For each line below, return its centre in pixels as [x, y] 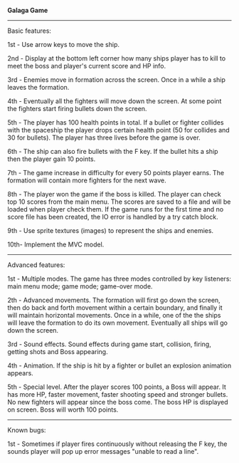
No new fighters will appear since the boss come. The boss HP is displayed [118, 402]
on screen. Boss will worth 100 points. [63, 410]
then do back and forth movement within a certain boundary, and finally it [115, 308]
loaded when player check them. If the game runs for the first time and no [116, 209]
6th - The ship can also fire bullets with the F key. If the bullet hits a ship [113, 151]
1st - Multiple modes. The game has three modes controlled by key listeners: [119, 279]
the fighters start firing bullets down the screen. [77, 109]
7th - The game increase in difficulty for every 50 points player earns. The [116, 173]
